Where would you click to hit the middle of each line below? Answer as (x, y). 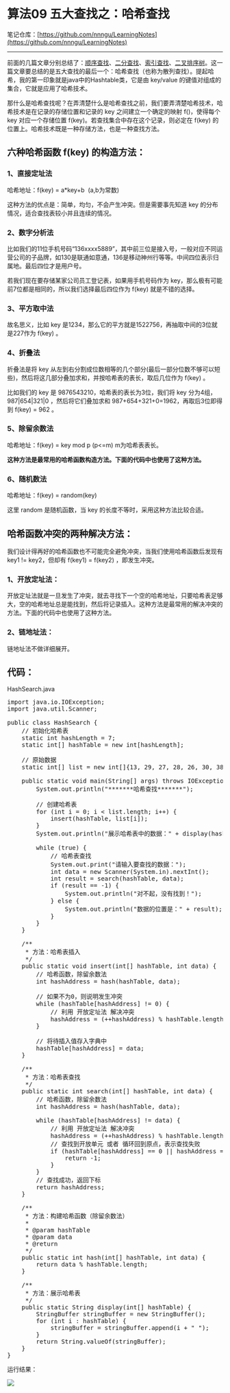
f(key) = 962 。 (36, 409)
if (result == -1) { (85, 886)
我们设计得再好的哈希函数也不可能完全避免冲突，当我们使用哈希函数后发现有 (115, 551)
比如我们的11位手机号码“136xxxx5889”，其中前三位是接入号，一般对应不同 (112, 248)
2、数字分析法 (30, 233)
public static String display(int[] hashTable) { (106, 1308)
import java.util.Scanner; (52, 709)
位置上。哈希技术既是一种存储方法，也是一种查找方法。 (85, 128)
